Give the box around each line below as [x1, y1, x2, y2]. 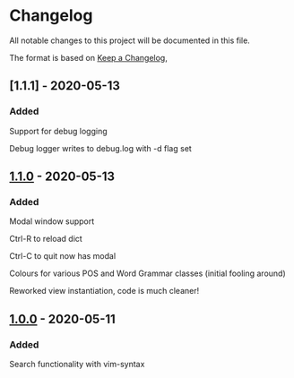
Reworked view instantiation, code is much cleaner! [9, 286, 200, 296]
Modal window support [9, 216, 95, 227]
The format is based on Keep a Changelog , [9, 52, 168, 63]
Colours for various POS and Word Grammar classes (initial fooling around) [9, 268, 287, 279]
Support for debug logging [9, 125, 108, 136]
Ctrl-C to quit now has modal [9, 251, 117, 262]
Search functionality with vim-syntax [9, 359, 145, 369]
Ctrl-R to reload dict [9, 234, 82, 245]
